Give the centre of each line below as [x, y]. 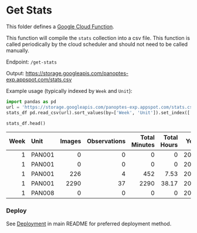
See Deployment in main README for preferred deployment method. [89, 224]
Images [71, 141]
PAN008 [43, 193]
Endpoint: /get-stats [32, 62]
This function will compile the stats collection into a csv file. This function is [98, 38]
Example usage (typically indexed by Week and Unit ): [69, 91]
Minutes [143, 145]
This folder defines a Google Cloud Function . [60, 26]
